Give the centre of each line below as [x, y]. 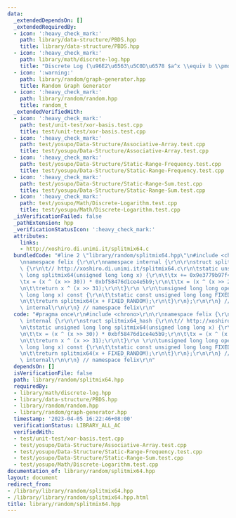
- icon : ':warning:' [44, 72]
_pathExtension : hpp [44, 223]
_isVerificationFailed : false [58, 216]
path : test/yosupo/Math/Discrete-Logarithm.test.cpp [99, 203]
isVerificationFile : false [53, 373]
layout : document [33, 478]
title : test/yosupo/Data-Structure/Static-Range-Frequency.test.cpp [122, 170]
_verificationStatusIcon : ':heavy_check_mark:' [85, 229]
